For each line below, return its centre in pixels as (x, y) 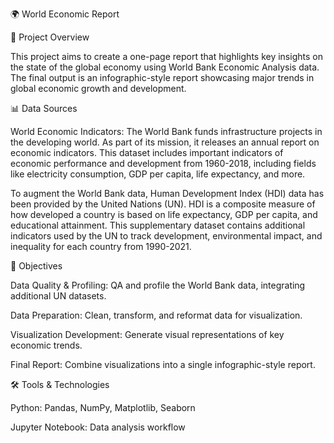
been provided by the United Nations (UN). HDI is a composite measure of (163, 204)
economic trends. (46, 345)
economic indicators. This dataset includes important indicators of (147, 152)
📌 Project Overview (50, 37)
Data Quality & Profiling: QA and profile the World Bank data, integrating (158, 285)
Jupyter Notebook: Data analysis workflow (98, 427)
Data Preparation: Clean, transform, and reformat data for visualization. (156, 315)
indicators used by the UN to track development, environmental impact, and (166, 236)
